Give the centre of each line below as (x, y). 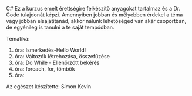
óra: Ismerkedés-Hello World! (50, 50)
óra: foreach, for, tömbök (45, 69)
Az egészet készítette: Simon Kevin (49, 87)
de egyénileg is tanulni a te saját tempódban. (60, 27)
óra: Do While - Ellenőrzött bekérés (57, 62)
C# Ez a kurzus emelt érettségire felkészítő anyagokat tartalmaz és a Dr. (93, 9)
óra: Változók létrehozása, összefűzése (62, 56)
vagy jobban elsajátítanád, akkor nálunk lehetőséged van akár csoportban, (96, 21)
